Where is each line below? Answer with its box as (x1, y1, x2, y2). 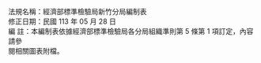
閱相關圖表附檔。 (8, 46, 64, 55)
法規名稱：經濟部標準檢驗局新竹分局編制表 (8, 7, 147, 16)
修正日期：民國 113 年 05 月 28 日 (8, 17, 116, 26)
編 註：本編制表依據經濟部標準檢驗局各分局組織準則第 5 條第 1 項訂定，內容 (8, 27, 254, 35)
